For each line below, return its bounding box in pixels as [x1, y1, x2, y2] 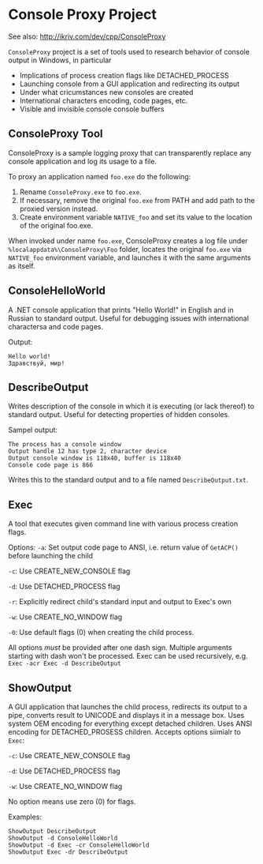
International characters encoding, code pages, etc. [19, 96, 188, 105]
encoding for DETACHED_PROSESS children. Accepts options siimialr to [8, 727, 242, 736]
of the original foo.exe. [19, 220, 93, 230]
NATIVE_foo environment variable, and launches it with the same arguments [8, 253, 251, 262]
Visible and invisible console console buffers [19, 104, 165, 114]
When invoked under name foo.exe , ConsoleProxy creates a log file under [8, 235, 248, 246]
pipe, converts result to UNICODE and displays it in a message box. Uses [8, 711, 245, 719]
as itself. [8, 261, 35, 270]
